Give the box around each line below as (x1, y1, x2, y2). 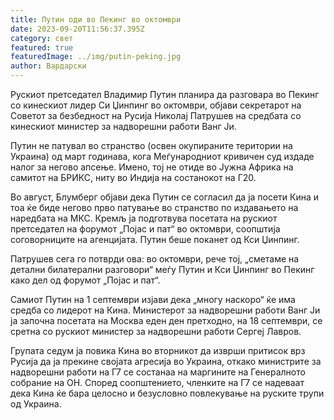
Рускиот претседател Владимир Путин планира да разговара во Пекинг (10, 89, 320, 100)
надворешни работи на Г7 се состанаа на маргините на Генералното (10, 366, 306, 378)
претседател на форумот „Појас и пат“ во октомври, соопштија (10, 223, 281, 235)
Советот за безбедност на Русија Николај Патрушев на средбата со (10, 110, 302, 121)
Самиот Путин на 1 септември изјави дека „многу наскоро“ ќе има (10, 294, 296, 305)
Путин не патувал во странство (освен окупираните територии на (10, 140, 293, 151)
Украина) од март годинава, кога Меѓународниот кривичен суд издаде (10, 151, 315, 162)
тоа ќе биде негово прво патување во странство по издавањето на (10, 202, 299, 213)
